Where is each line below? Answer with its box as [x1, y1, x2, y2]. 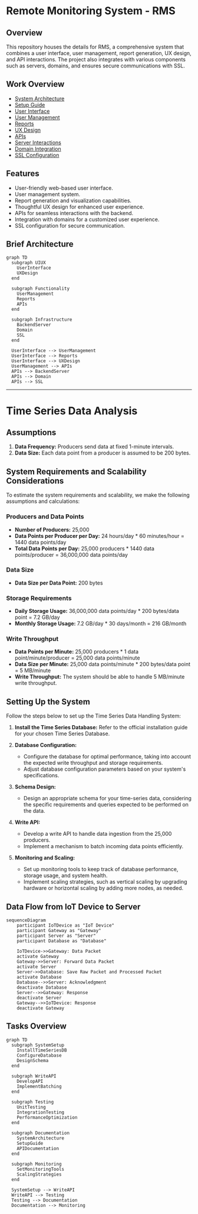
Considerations [6, 476, 64, 486]
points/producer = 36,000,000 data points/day [14, 551, 128, 558]
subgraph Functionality [11, 285, 70, 292]
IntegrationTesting [16, 1109, 65, 1115]
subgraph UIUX [11, 260, 46, 266]
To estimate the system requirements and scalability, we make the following [6, 492, 190, 499]
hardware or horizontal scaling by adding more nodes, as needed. [23, 885, 184, 892]
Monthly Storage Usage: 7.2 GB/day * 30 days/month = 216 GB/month [14, 620, 187, 627]
